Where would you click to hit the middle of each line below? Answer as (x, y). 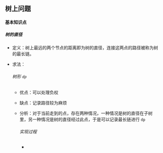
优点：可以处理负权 (39, 93)
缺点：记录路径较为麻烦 (43, 103)
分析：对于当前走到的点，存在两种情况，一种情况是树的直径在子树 (86, 113)
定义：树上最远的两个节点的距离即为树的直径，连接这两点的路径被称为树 (85, 48)
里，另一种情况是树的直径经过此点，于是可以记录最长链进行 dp (82, 120)
